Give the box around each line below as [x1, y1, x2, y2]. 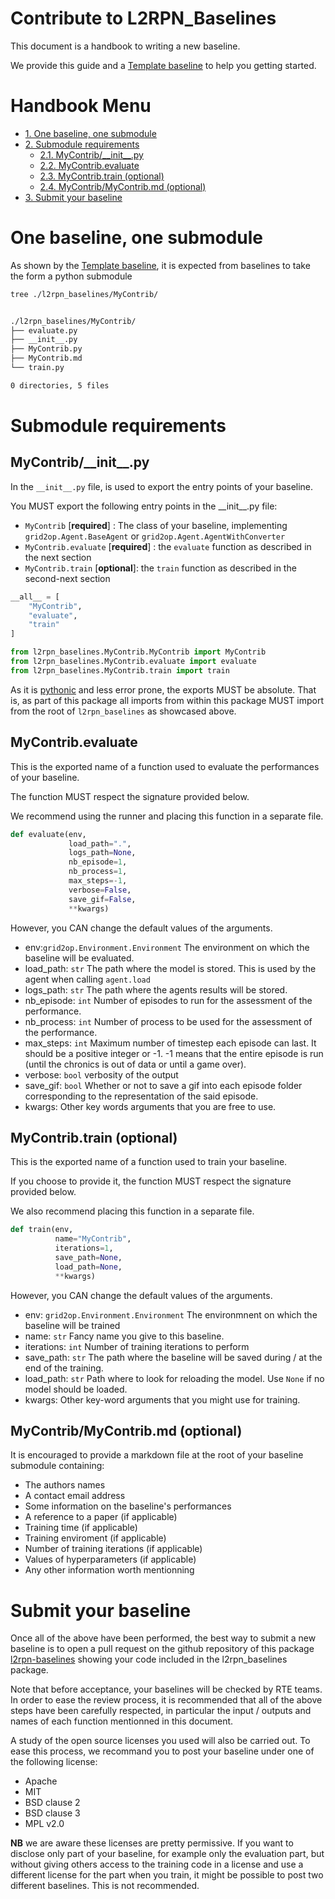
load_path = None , [54, 1262, 123, 1272]
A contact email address [24, 1490, 126, 1502]
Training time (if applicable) [24, 1522, 138, 1534]
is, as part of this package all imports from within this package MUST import [10, 694, 325, 706]
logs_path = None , [68, 848, 137, 858]
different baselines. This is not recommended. [10, 1880, 200, 1892]
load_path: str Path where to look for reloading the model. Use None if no [24, 1372, 325, 1384]
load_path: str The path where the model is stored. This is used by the [24, 962, 317, 974]
